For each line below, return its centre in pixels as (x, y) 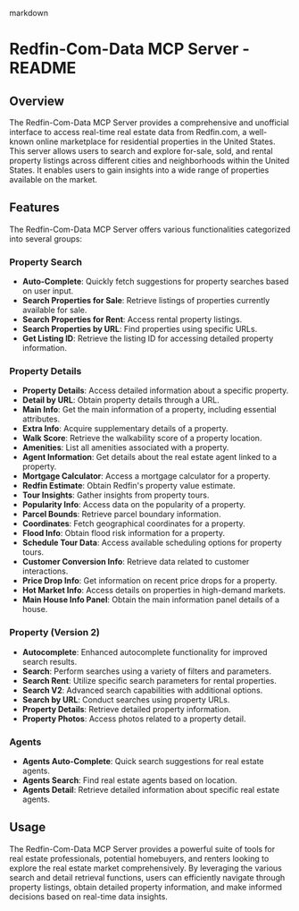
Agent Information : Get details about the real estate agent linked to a (149, 457)
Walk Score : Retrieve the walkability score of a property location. (142, 438)
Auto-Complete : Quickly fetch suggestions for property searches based (155, 282)
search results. (50, 661)
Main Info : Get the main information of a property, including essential (149, 410)
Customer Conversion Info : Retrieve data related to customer (136, 562)
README (43, 68)
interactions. (45, 571)
